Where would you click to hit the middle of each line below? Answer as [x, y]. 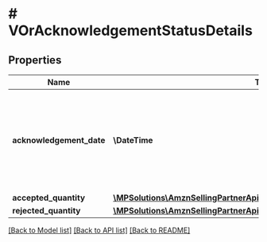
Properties [35, 60]
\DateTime [133, 140]
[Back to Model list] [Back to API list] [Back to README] [99, 230]
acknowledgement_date [59, 140]
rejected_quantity [46, 211]
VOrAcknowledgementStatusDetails [130, 31]
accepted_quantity [49, 198]
